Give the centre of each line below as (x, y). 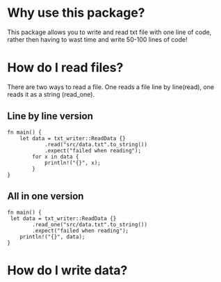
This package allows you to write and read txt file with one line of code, (109, 32)
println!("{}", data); (52, 237)
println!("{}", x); (72, 163)
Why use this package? (76, 13)
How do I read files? (65, 68)
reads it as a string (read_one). (51, 94)
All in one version (46, 196)
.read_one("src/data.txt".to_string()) (90, 224)
